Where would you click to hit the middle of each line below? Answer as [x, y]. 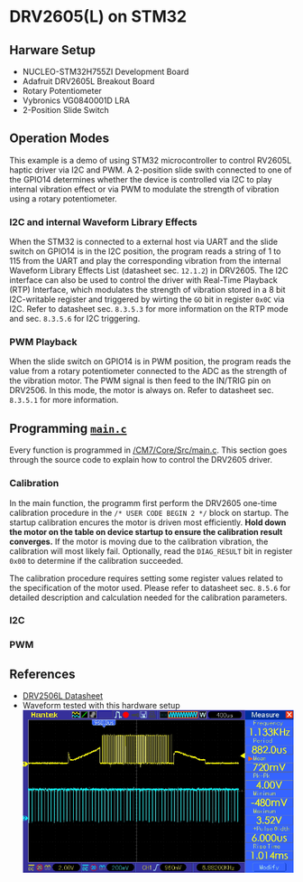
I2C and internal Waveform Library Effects [103, 221]
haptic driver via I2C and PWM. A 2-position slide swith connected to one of [151, 170]
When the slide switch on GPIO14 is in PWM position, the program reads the [150, 361]
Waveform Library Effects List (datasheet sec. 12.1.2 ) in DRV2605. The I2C [149, 271]
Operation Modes [60, 139]
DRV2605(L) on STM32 [98, 17]
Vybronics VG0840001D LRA [76, 100]
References [42, 674]
